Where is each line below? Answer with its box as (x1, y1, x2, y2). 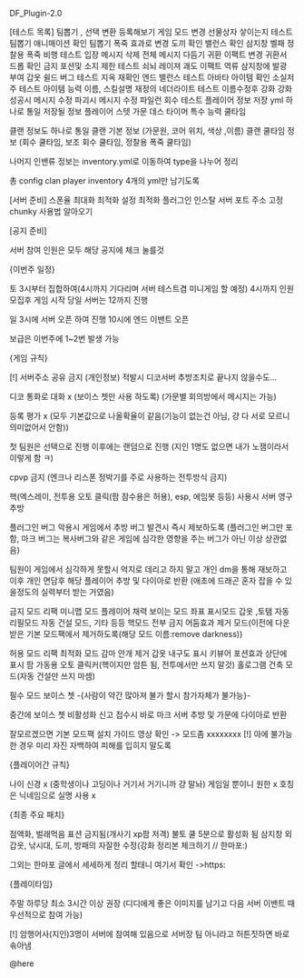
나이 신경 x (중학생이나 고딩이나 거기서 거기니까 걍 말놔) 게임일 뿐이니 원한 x (9, 779, 279, 789)
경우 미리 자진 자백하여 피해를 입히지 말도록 (18, 740, 172, 751)
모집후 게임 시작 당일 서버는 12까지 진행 (9, 294, 148, 305)
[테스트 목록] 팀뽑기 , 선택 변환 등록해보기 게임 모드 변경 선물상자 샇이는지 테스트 (9, 26, 293, 37)
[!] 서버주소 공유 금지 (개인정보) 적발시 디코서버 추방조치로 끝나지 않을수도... (9, 372, 278, 383)
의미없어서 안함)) (9, 422, 70, 433)
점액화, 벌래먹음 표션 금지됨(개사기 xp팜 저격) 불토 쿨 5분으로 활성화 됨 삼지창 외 (9, 829, 293, 839)
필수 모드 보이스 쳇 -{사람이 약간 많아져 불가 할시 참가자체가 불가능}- (9, 690, 251, 701)
